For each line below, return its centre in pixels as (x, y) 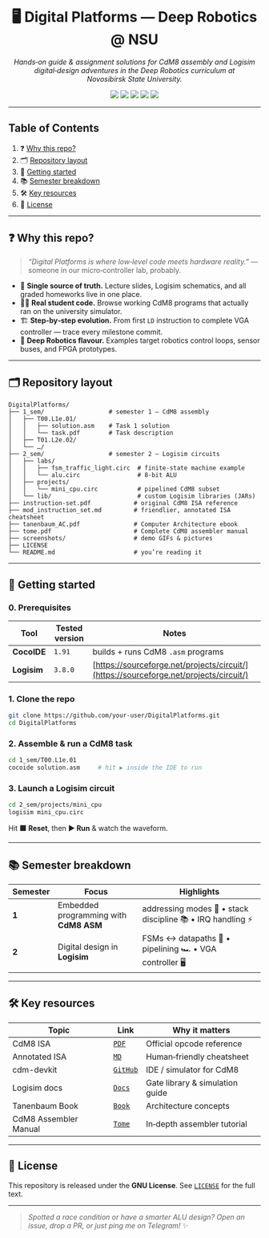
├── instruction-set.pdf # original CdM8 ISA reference (123, 503)
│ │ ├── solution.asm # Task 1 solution (89, 426)
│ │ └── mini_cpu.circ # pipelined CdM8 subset (114, 489)
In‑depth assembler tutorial (197, 1124)
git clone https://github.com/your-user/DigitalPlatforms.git (114, 716)
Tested (69, 629)
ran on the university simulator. (71, 311)
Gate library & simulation (192, 1082)
